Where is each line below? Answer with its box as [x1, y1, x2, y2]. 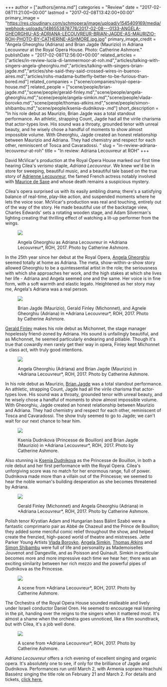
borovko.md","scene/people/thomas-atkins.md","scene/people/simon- [5, 100, 151, 105]
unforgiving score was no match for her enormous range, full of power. [5, 468, 151, 474]
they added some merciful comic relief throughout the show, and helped [5, 528, 154, 534]
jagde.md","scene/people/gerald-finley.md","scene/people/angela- [5, 89, 143, 95]
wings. [5, 220, 19, 226]
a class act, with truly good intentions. [5, 347, 83, 352]
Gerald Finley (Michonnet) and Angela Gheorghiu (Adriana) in [17, 503, 144, 509]
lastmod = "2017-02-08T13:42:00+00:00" [47, 9, 135, 15]
